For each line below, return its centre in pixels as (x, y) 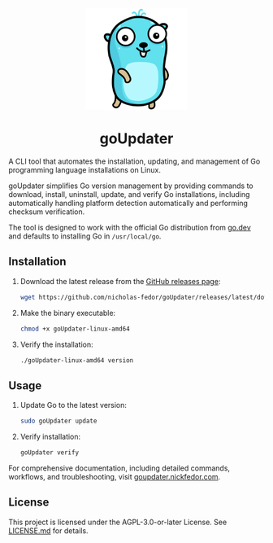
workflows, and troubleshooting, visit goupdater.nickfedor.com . (115, 476)
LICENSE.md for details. (48, 530)
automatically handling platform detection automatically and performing (128, 203)
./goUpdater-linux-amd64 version (77, 360)
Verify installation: (50, 437)
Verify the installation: (56, 344)
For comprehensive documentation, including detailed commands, (119, 468)
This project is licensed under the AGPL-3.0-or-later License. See (118, 522)
